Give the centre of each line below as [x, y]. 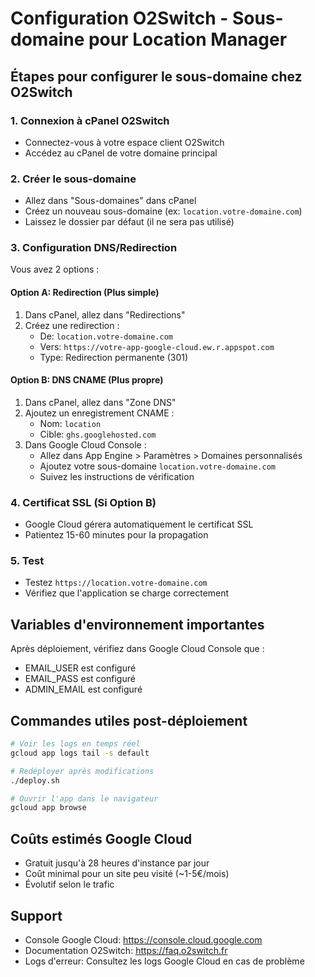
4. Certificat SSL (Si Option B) [83, 502]
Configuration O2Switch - [119, 18]
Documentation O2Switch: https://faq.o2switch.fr [126, 950]
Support [36, 915]
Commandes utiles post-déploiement [129, 720]
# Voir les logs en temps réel [75, 744]
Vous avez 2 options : [55, 269]
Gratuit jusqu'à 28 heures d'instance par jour [117, 863]
